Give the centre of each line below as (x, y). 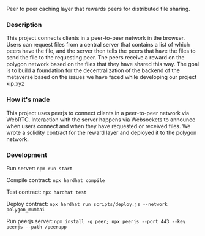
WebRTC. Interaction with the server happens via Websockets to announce (101, 120)
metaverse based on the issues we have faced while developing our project (102, 77)
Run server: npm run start (39, 168)
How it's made (28, 99)
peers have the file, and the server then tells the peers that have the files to (101, 51)
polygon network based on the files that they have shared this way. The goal (103, 64)
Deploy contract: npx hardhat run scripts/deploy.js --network (87, 204)
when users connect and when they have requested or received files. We (99, 126)
